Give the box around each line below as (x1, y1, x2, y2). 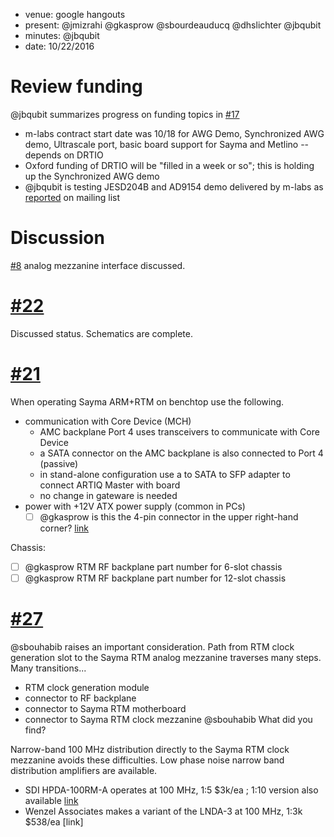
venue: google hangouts (24, 9, 126, 20)
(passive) (39, 457, 79, 469)
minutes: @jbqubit (24, 30, 100, 41)
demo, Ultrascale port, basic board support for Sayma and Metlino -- (24, 138, 310, 150)
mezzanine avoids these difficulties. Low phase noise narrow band (10, 754, 285, 766)
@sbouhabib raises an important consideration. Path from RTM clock (10, 640, 295, 653)
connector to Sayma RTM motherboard (24, 702, 187, 714)
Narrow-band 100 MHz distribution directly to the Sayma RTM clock (10, 743, 290, 755)
